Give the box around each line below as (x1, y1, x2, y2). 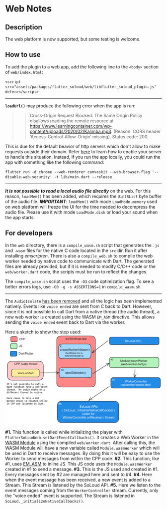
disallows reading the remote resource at (29, 118, 114, 124)
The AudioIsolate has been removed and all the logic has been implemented (5, 298, 162, 304)
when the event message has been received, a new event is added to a (5, 477, 151, 483)
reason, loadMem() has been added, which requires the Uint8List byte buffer (5, 193, 162, 199)
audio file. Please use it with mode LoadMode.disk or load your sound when (5, 209, 158, 215)
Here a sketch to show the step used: (5, 329, 82, 335)
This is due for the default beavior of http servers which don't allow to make (5, 143, 161, 149)
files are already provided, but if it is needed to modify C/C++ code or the (5, 263, 156, 269)
